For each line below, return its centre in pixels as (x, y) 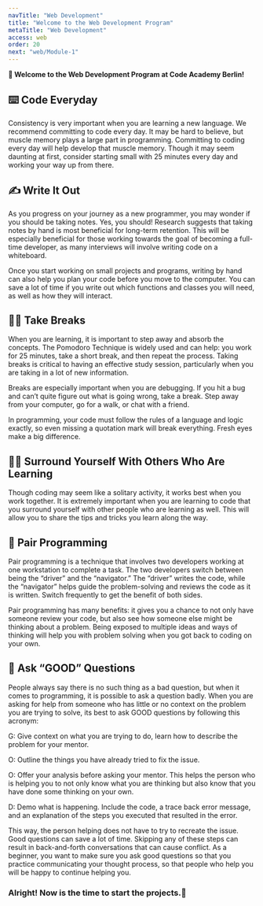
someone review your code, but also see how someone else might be (121, 619)
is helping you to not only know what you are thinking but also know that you (132, 783)
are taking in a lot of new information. (69, 373)
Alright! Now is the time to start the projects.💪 (97, 893)
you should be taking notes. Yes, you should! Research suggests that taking (131, 222)
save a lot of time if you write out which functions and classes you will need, (131, 287)
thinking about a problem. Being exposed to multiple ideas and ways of (123, 627)
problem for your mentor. (49, 744)
